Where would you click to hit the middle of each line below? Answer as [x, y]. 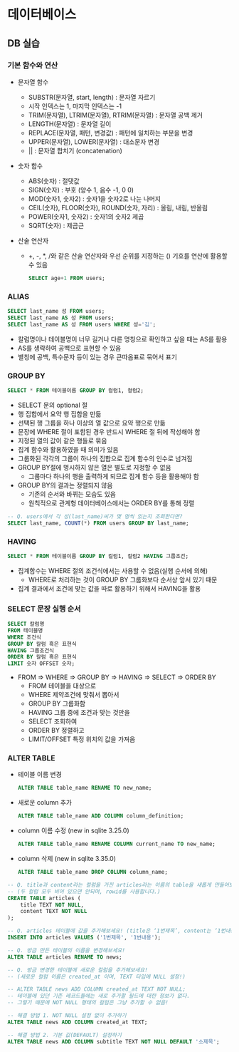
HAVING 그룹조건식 [31, 650]
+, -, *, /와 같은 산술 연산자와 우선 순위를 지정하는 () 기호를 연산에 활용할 [128, 256]
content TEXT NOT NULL [54, 912]
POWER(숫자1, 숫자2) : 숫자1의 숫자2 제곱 [86, 216]
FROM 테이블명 [25, 630]
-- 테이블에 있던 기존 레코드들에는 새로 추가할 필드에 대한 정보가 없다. [99, 996]
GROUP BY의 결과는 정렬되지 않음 [65, 485]
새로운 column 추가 [45, 803]
